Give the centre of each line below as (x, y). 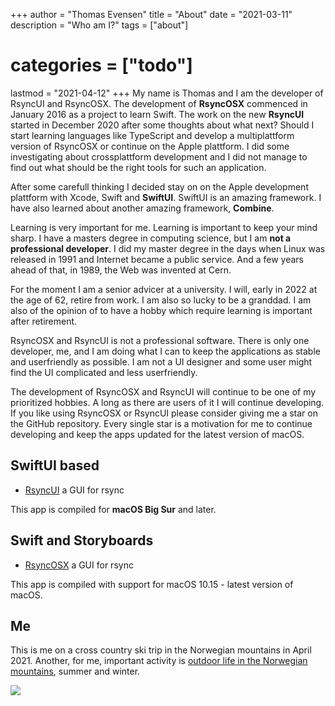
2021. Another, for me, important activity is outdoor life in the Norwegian (159, 661)
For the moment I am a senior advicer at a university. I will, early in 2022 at (164, 289)
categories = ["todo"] (101, 65)
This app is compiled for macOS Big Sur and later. (113, 509)
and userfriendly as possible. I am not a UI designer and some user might (161, 361)
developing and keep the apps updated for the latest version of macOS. (157, 434)
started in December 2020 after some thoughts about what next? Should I (162, 125)
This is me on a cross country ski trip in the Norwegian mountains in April (161, 650)
